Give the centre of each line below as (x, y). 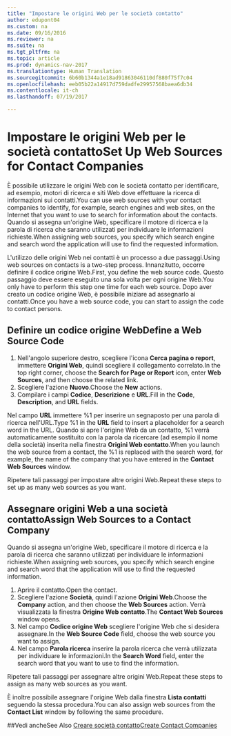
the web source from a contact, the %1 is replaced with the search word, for (115, 452)
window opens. (39, 619)
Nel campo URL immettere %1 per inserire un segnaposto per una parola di (113, 415)
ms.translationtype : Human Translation (64, 71)
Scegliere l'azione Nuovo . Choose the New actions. (90, 387)
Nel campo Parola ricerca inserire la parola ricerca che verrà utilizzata (117, 648)
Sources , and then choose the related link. (78, 379)
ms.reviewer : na (30, 39)
